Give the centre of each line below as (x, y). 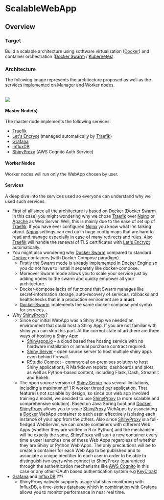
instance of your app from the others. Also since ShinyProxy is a (84, 419)
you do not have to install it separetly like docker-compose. (79, 268)
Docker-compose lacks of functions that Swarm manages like (82, 289)
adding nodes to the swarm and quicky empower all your (77, 278)
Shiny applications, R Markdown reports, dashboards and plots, (91, 367)
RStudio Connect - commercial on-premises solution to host (87, 362)
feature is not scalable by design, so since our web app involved (84, 393)
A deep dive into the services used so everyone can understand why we (78, 196)
